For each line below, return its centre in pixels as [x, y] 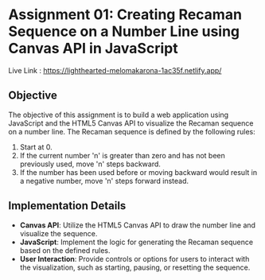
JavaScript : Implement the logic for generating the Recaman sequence [136, 242]
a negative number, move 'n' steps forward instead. [104, 181]
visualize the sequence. [58, 233]
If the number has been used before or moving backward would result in [138, 172]
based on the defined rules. [65, 250]
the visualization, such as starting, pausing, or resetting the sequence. [135, 267]
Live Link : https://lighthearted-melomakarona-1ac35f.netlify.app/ [115, 70]
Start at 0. [36, 147]
